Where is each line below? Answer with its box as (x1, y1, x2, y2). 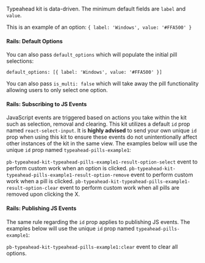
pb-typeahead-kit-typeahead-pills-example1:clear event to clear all (6, 243, 178, 250)
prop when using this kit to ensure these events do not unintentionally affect (6, 134, 198, 141)
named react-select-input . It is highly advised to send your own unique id (6, 127, 197, 134)
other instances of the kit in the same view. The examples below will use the (6, 140, 198, 147)
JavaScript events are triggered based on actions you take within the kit (6, 114, 187, 121)
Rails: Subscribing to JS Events (6, 100, 87, 107)
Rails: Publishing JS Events (6, 204, 77, 212)
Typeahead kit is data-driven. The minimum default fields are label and (6, 5, 186, 12)
